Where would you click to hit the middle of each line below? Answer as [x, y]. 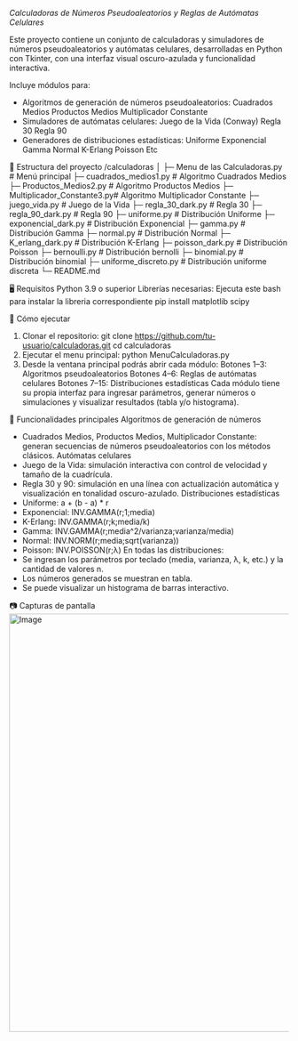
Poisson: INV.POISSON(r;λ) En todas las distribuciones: [123, 550]
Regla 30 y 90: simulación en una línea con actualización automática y [150, 484]
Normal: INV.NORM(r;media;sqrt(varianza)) [100, 541]
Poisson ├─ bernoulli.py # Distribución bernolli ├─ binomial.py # [126, 252]
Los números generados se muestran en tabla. [107, 578]
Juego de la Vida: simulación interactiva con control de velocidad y [145, 465]
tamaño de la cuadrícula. [67, 474]
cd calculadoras [141, 345]
